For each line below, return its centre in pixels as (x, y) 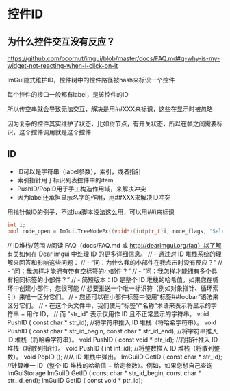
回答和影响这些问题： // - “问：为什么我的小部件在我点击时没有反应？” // (120, 262)
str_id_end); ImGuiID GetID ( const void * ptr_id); (75, 380)
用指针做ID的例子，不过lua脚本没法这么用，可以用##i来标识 (91, 212)
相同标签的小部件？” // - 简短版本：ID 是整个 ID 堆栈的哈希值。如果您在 (113, 279)
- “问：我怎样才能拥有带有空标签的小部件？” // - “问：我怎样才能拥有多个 (110, 271)
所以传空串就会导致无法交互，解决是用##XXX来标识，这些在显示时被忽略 (110, 109)
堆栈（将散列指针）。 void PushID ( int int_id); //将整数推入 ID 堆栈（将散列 (111, 348)
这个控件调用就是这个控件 (55, 132)
